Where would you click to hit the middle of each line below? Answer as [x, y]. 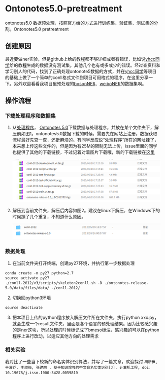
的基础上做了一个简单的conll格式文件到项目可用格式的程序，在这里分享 [77, 77]
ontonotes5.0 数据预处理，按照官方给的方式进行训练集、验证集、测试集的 [80, 23]
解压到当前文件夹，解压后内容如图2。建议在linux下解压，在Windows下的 [86, 211]
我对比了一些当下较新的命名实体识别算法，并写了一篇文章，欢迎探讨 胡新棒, [81, 361]
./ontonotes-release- [126, 283]
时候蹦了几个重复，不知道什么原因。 [49, 217]
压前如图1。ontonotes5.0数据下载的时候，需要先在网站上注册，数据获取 [85, 134]
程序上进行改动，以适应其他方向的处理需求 [55, 336]
